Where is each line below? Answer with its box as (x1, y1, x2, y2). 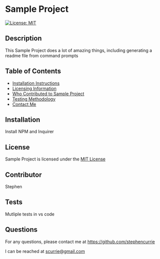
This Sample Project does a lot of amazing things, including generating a (5, 47, 153, 53)
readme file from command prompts (5, 52, 79, 58)
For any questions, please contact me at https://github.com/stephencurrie (5, 239, 155, 245)
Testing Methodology (12, 96, 56, 102)
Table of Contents (5, 67, 62, 75)
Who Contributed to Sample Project (12, 91, 85, 97)
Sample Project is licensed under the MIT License (5, 156, 106, 162)
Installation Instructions (12, 80, 60, 86)
